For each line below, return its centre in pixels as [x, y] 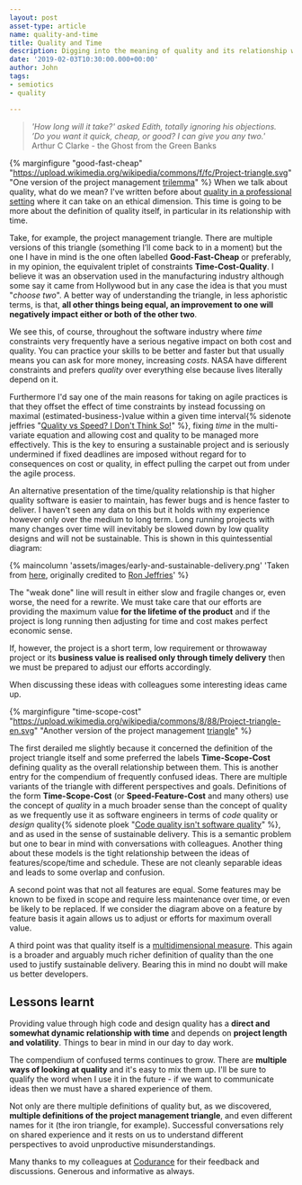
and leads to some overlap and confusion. [87, 872]
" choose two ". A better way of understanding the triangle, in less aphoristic [149, 295]
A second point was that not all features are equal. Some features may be [145, 889]
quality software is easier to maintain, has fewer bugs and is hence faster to [150, 500]
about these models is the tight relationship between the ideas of [129, 853]
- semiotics [31, 85]
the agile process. [43, 473]
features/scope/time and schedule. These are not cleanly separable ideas [146, 862]
